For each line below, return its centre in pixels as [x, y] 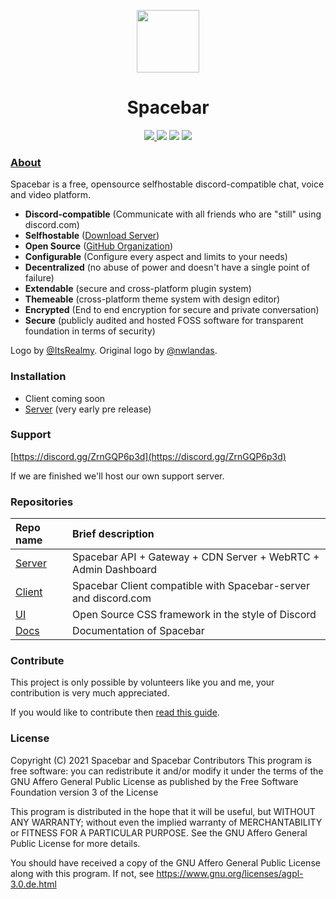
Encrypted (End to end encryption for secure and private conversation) [172, 310]
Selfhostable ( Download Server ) [92, 236]
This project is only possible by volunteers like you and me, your [142, 682]
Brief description [113, 534]
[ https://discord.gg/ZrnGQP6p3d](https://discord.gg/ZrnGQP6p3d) [148, 456]
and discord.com [112, 598]
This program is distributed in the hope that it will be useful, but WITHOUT [163, 811]
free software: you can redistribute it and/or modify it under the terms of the [167, 771]
